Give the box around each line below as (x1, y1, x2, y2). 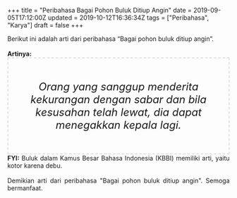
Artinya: (7, 49, 32, 58)
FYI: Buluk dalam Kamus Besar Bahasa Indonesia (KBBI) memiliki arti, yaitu (7, 154, 230, 162)
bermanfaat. (7, 184, 43, 192)
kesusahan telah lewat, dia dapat (35, 106, 202, 119)
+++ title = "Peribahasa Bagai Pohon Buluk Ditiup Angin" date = (7, 6, 193, 14)
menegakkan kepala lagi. (55, 118, 182, 132)
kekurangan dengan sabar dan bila (30, 93, 207, 106)
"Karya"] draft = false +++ (7, 21, 84, 29)
